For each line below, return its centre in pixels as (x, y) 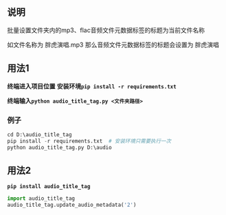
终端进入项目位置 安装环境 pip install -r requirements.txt (92, 86)
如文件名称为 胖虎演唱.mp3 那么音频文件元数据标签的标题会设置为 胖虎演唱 (113, 45)
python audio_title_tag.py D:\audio (59, 147)
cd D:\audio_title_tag (39, 135)
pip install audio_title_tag (49, 187)
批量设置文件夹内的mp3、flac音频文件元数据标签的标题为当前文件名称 (106, 30)
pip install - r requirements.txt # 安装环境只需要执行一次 (89, 141)
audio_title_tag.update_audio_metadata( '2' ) (72, 205)
